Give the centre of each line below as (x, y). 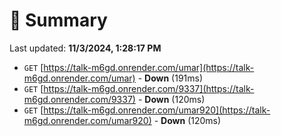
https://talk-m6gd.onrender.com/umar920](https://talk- (157, 110)
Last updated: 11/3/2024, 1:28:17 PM (85, 48)
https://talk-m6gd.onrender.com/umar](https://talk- (149, 67)
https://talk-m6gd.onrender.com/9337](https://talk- (149, 88)
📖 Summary (58, 20)
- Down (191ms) (170, 78)
